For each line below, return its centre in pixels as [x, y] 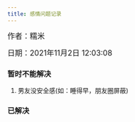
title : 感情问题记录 [34, 14]
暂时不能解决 [29, 74]
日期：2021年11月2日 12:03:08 [60, 52]
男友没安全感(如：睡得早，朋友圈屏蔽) [73, 90]
